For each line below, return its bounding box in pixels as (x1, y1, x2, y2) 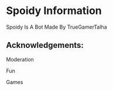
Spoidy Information (6, 4, 102, 18)
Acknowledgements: (6, 40, 84, 50)
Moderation (6, 56, 34, 63)
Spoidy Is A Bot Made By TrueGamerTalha (6, 23, 107, 30)
